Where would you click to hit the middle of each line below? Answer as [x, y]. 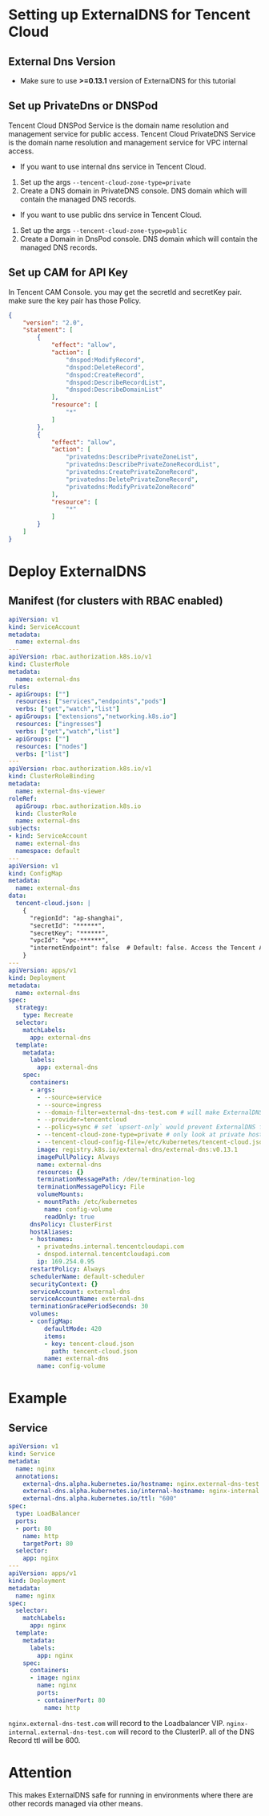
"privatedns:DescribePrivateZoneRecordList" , [143, 465]
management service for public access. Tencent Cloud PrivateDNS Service [132, 133]
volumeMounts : [60, 1194]
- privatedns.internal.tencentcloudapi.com [110, 1247]
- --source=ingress [70, 1105]
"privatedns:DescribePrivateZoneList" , [132, 457]
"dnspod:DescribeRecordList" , [116, 382]
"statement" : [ [48, 330]
